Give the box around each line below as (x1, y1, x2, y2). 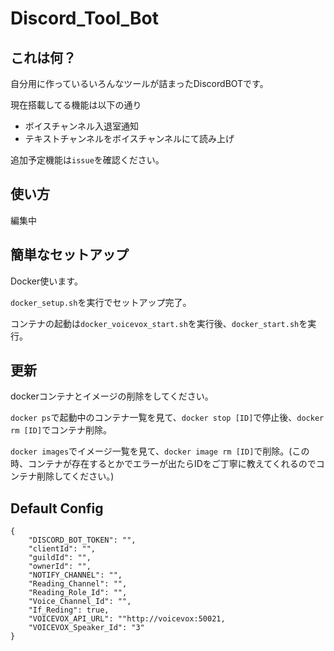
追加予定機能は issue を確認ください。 (10, 154, 165, 166)
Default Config (10, 500, 104, 517)
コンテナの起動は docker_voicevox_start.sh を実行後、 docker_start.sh (10, 317, 300, 329)
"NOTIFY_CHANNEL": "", (28, 570, 123, 581)
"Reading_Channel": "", (28, 579, 128, 589)
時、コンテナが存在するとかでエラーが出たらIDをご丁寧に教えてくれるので (10, 458, 317, 470)
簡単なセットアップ (10, 247, 129, 264)
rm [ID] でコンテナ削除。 (10, 424, 113, 436)
